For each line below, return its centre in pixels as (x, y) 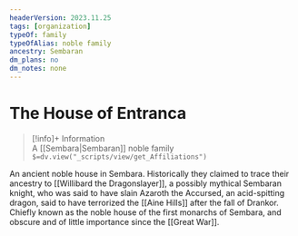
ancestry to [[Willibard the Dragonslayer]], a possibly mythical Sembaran (145, 183)
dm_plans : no (34, 60)
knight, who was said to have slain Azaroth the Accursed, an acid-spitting (147, 192)
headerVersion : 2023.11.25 (60, 18)
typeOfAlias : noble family (60, 43)
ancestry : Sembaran (46, 52)
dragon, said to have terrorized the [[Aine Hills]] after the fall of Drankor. (144, 202)
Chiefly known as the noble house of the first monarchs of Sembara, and (145, 212)
